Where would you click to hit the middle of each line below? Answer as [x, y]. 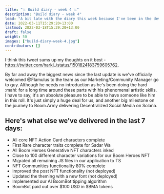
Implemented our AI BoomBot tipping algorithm [59, 181]
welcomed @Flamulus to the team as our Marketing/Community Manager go [82, 79]
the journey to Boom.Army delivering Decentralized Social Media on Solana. [81, 105]
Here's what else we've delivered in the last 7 [75, 121]
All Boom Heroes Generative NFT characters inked [63, 150]
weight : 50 [16, 37]
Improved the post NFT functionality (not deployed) [64, 171]
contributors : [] [23, 46]
